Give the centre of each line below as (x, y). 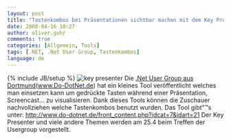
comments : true (29, 39)
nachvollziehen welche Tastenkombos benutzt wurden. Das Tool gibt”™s (109, 107)
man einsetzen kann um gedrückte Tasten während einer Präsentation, (107, 92)
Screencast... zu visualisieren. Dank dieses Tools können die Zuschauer (109, 100)
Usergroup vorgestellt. (39, 129)
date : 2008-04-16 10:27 (41, 26)
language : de (26, 59)
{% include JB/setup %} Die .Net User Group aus (100, 78)
